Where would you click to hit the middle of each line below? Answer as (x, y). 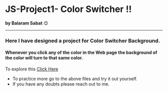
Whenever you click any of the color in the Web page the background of (81, 52)
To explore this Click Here (32, 69)
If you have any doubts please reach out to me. (61, 84)
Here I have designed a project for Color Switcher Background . (83, 40)
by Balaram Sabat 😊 (27, 23)
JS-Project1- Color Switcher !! (68, 9)
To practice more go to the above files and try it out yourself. (75, 79)
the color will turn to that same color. (44, 58)
